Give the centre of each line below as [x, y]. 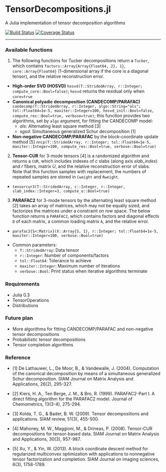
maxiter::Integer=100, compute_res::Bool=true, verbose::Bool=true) [84, 147]
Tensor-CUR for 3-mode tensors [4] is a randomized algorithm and [81, 156]
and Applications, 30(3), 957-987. [47, 439]
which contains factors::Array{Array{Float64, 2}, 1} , [69, 66]
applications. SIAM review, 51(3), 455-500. [56, 419]
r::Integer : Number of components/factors [64, 255]
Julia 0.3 [21, 295]
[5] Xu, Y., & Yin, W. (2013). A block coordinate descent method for [80, 449]
